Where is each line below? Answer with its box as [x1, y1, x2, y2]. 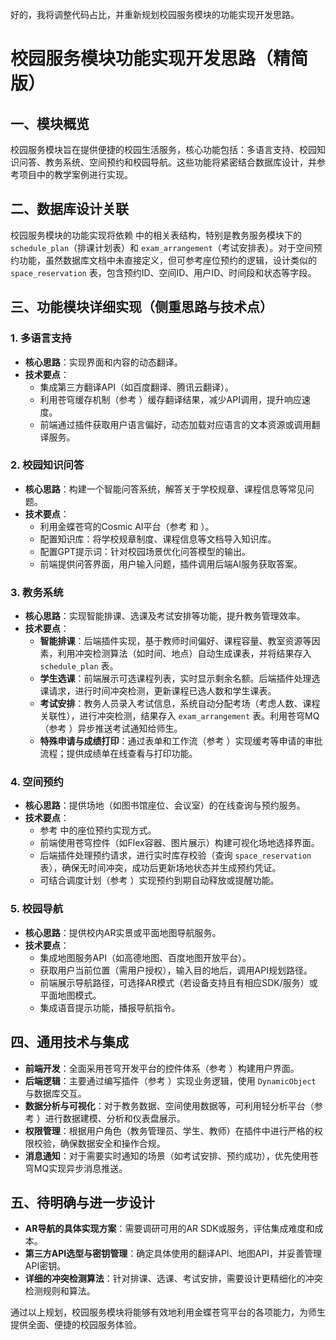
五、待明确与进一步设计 [10, 1194, 155, 1211]
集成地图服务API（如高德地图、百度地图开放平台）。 [39, 951, 252, 963]
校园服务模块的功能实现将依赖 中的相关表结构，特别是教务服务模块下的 [10, 229, 302, 241]
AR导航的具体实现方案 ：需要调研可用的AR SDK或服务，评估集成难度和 [24, 1223, 315, 1235]
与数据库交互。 [24, 1087, 87, 1099]
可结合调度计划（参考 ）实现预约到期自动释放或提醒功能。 [39, 874, 280, 887]
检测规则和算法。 [24, 1285, 96, 1297]
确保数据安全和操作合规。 [59, 1137, 166, 1149]
